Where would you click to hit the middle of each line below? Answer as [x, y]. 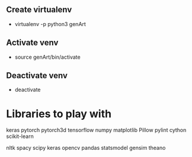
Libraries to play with [59, 113]
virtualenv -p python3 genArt [50, 24]
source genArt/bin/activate [48, 57]
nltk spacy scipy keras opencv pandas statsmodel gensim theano [86, 148]
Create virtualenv [39, 10]
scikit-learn [20, 136]
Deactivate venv [37, 76]
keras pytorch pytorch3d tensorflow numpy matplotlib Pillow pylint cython [96, 130]
